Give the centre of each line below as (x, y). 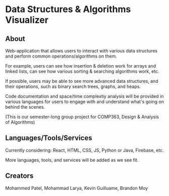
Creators (19, 176)
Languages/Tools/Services (49, 138)
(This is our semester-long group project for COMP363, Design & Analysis (82, 117)
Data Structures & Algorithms (68, 9)
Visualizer (27, 20)
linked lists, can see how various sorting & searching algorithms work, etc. (82, 71)
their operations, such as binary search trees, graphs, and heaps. (73, 86)
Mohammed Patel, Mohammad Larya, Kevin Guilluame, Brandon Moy (77, 188)
